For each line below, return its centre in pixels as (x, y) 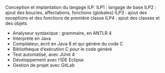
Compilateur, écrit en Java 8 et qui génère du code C (68, 44)
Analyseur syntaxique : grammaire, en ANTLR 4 (62, 33)
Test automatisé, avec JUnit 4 (44, 54)
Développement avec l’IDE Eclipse (48, 60)
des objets (16, 23)
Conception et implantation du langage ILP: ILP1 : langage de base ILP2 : (81, 7)
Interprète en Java (32, 38)
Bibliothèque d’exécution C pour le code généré (62, 49)
